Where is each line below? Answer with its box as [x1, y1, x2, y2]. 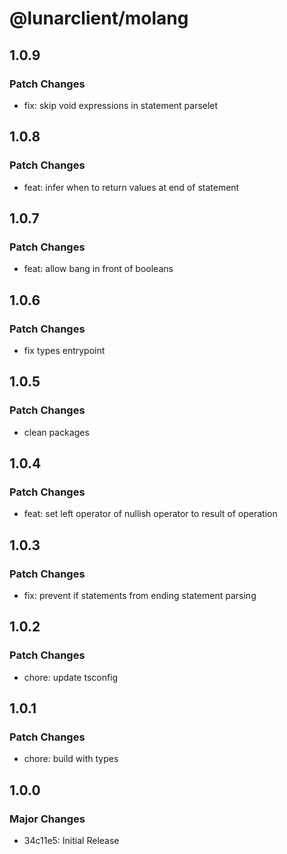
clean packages [23, 426, 90, 438]
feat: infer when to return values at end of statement [23, 181, 240, 193]
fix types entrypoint [23, 344, 106, 356]
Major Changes [9, 812, 86, 826]
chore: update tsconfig [23, 671, 119, 683]
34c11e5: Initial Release [23, 835, 120, 847]
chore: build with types [23, 753, 119, 765]
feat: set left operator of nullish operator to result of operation [23, 508, 278, 520]
